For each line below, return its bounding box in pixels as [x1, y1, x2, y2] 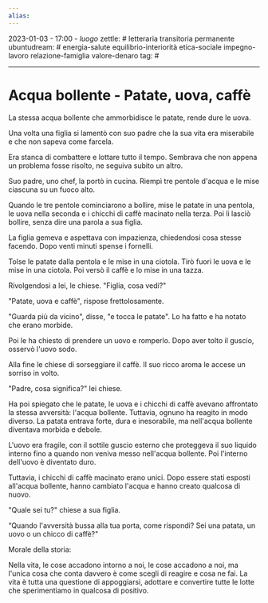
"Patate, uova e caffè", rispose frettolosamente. [8, 296, 165, 305]
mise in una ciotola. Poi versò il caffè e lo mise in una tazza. [8, 265, 204, 274]
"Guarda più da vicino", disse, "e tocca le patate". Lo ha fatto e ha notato [8, 311, 246, 321]
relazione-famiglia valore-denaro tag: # [30, 50, 160, 60]
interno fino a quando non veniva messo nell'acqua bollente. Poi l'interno [8, 449, 248, 458]
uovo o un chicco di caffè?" [8, 529, 99, 538]
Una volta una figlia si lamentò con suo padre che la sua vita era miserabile [8, 128, 254, 138]
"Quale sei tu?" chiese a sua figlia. [8, 505, 121, 514]
